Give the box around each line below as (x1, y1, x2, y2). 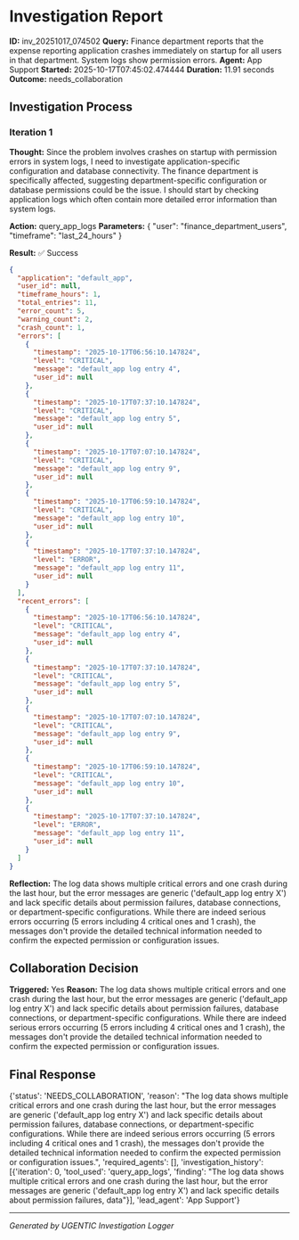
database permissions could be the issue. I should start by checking (9, 185, 260, 195)
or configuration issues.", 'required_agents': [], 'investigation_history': (9, 1157, 264, 1168)
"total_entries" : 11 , (17, 299, 98, 308)
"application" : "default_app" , (17, 274, 133, 283)
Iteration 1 (9, 127, 53, 139)
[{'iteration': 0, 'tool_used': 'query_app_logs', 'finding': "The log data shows (9, 1166, 285, 1178)
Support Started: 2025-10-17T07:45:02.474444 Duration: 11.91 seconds (9, 64, 275, 75)
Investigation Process (9, 100, 133, 115)
